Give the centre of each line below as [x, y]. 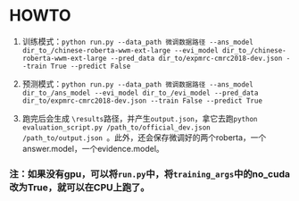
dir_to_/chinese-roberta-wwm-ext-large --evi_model [120, 50]
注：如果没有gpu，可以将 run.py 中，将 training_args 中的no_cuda [149, 173]
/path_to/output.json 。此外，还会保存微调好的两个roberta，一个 [144, 137]
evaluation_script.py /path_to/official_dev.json [116, 127]
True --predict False [91, 66]
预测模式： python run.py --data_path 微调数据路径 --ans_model [138, 84]
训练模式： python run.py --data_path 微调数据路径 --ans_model [138, 41]
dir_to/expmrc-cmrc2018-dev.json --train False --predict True [142, 100]
